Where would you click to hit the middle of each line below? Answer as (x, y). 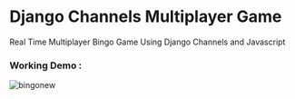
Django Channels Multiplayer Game (146, 17)
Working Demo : (46, 65)
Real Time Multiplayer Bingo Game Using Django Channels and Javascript (147, 42)
